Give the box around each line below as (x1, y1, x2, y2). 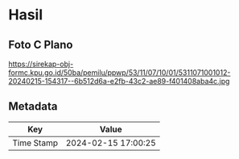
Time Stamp (12, 137, 59, 149)
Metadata (8, 99, 58, 114)
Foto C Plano (8, 38, 73, 52)
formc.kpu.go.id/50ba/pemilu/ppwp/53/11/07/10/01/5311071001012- (8, 68, 231, 77)
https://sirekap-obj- (8, 59, 74, 69)
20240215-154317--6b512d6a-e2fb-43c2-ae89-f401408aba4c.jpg (8, 77, 230, 86)
